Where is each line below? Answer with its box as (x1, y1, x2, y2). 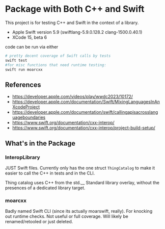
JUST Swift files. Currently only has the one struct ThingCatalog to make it (5, 165, 155, 171)
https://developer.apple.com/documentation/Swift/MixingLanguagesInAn (12, 99, 160, 105)
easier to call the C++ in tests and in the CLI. (5, 170, 95, 176)
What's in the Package (5, 139, 76, 148)
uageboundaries (12, 114, 46, 121)
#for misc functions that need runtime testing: (5, 62, 107, 67)
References (5, 80, 41, 89)
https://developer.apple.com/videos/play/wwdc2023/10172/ (12, 94, 133, 100)
